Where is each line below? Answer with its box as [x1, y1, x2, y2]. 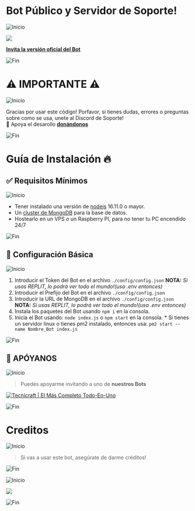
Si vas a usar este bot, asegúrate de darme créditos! [20, 454, 147, 461]
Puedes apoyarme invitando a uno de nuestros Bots [20, 380, 147, 387]
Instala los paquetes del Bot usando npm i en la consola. [14, 308, 150, 315]
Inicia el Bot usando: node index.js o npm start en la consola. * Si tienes [14, 314, 189, 321]
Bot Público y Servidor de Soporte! [6, 4, 177, 18]
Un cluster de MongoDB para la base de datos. [14, 209, 127, 216]
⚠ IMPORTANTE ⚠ [6, 78, 100, 91]
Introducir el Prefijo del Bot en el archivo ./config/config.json [14, 289, 165, 296]
